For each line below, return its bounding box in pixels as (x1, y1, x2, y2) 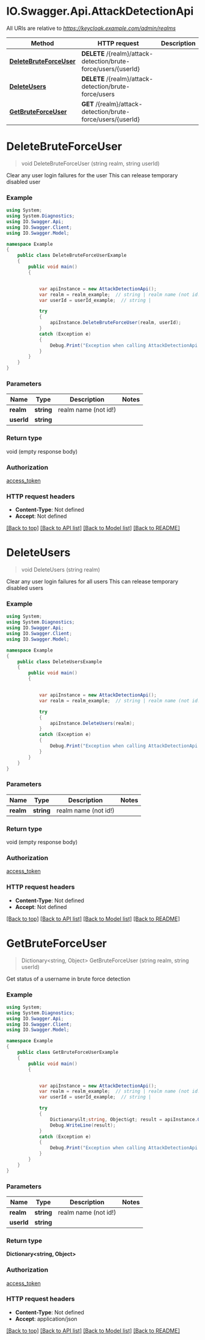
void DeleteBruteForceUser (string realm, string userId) (21, 160, 160, 167)
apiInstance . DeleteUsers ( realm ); (49, 720, 135, 726)
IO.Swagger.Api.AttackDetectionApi (6, 4, 194, 18)
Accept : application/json (15, 1315, 77, 1322)
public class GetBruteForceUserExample (17, 1050, 119, 1056)
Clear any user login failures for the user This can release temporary (6, 171, 178, 179)
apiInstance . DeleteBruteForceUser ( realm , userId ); (49, 320, 182, 326)
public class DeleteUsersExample (17, 658, 103, 664)
